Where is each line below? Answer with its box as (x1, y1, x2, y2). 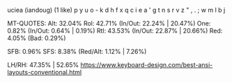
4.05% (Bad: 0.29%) (7, 34, 66, 42)
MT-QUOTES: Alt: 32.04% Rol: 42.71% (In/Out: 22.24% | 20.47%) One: (7, 19, 211, 27)
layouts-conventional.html (7, 68, 82, 76)
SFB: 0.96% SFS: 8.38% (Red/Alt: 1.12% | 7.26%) (7, 48, 147, 55)
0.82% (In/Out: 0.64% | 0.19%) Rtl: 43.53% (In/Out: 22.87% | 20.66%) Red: (7, 27, 223, 35)
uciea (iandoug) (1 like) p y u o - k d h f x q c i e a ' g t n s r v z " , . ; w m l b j (7, 6, 226, 14)
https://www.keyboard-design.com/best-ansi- (80, 61, 213, 68)
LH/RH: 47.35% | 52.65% (7, 61, 79, 68)
